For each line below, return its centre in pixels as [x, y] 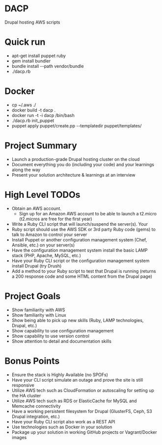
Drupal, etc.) [24, 326]
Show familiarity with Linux [39, 315]
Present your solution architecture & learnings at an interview [73, 175]
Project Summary [41, 146]
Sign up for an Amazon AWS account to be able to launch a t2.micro [88, 213]
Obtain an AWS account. [37, 208]
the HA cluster [26, 395]
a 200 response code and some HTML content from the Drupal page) [82, 276]
